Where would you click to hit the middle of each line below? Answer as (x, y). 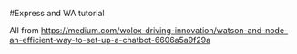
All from (24, 30)
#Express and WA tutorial (57, 13)
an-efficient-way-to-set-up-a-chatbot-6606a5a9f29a (110, 40)
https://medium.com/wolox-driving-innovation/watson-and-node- (164, 30)
